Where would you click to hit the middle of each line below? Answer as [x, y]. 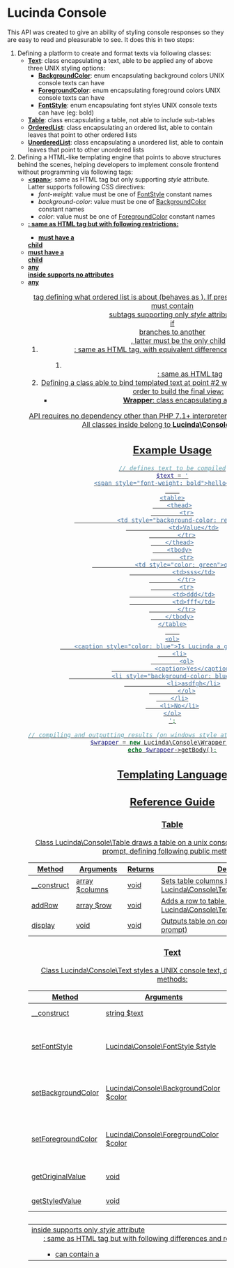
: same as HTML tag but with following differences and [132, 1238]
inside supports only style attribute [88, 1230]
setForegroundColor [64, 1139]
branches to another [172, 332]
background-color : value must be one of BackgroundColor [122, 201]
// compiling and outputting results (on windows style [122, 735]
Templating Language [172, 775]
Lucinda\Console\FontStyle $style [161, 1046]
